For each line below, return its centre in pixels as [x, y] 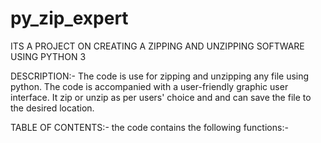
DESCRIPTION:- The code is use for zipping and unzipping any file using [160, 76]
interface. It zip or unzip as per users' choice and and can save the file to [161, 97]
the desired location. [52, 108]
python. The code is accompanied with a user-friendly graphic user [149, 86]
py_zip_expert [69, 18]
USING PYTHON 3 [48, 56]
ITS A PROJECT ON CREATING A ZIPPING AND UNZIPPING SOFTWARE [157, 46]
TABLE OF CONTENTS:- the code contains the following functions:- [149, 127]
